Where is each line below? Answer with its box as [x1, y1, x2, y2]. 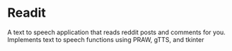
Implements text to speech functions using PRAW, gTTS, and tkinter [7, 35, 204, 43]
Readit [7, 5, 46, 21]
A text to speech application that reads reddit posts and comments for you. [7, 28, 226, 36]
